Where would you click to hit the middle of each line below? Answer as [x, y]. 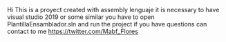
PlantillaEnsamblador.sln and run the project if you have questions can [107, 24]
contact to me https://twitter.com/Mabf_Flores [73, 31]
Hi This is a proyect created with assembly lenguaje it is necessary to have [113, 10]
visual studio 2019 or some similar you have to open [81, 17]
